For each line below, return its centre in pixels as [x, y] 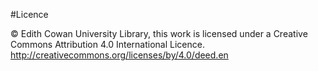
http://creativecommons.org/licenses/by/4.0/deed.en [119, 55]
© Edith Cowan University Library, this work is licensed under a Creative [159, 33]
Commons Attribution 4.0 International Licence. [107, 44]
